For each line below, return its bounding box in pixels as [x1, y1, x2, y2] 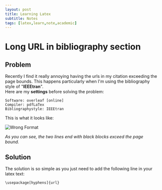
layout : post [5, 7, 32, 12]
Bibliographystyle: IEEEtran [5, 107, 64, 112]
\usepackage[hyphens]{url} [5, 180, 60, 185]
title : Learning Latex [5, 12, 51, 16]
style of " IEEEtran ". [5, 84, 44, 89]
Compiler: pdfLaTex [5, 102, 45, 107]
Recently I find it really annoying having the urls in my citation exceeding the [5, 73, 158, 79]
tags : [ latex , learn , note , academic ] [5, 20, 77, 26]
